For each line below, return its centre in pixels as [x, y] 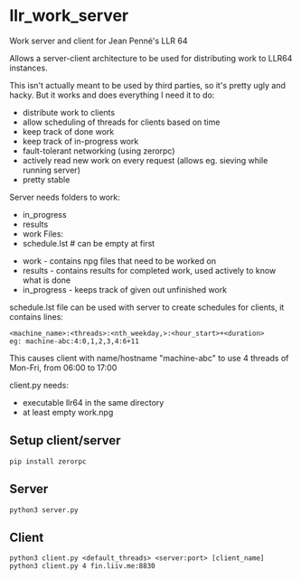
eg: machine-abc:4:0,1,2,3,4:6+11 [75, 341]
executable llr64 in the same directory [93, 402]
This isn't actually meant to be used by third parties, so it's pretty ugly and [148, 85]
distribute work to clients [69, 112]
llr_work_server [69, 16]
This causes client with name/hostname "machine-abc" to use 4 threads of [149, 358]
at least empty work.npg [68, 412]
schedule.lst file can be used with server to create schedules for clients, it [147, 307]
